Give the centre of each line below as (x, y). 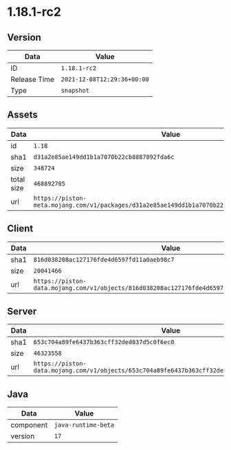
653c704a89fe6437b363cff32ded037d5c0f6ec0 (104, 342)
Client (20, 228)
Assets (22, 115)
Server (22, 312)
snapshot (75, 90)
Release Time (33, 79)
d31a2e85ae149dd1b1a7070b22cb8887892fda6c (104, 157)
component (29, 425)
